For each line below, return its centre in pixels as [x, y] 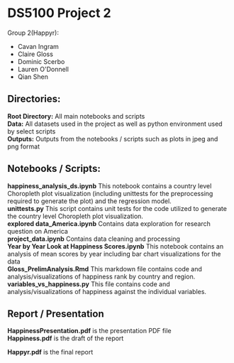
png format [24, 146]
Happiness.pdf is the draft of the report [66, 338]
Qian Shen [33, 77]
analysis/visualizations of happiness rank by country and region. [101, 276]
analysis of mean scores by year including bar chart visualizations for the [114, 254]
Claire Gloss [35, 54]
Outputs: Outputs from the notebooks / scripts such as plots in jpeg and [113, 139]
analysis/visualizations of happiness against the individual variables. [107, 291]
